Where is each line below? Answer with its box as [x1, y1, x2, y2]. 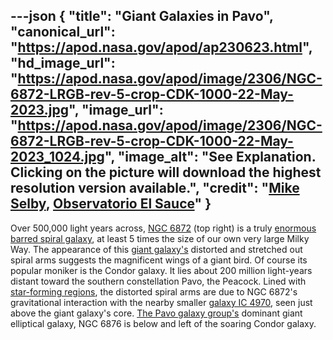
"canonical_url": [10, 24, 116, 41]
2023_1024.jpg [10, 149, 105, 166]
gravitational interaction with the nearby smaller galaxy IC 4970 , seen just [10, 296, 313, 308]
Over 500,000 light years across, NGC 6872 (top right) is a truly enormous [10, 222, 317, 234]
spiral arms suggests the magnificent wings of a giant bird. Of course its [10, 254, 308, 266]
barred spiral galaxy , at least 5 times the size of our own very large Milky [10, 232, 310, 244]
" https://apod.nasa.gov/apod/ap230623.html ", [10, 39, 313, 56]
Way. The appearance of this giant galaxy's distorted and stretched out [10, 243, 303, 255]
